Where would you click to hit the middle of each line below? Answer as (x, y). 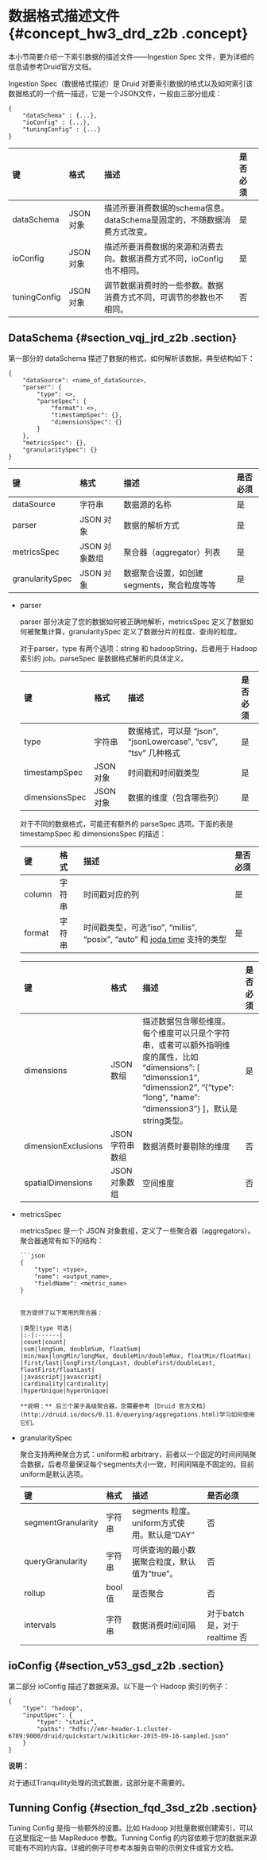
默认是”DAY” (171, 1535)
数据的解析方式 (152, 525)
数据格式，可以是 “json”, (173, 730)
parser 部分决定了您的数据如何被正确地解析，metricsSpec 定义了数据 (133, 622)
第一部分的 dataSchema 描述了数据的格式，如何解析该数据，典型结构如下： (132, 358)
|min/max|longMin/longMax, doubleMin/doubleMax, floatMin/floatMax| (135, 1356)
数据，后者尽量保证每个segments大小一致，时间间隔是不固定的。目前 (140, 1464)
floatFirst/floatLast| (57, 1370)
